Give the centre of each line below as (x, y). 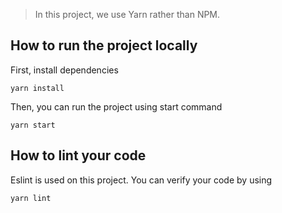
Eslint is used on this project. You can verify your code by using (141, 180)
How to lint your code (78, 155)
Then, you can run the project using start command (116, 106)
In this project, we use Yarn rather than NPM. (127, 14)
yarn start (33, 125)
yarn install (37, 88)
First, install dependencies (64, 70)
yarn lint (31, 198)
